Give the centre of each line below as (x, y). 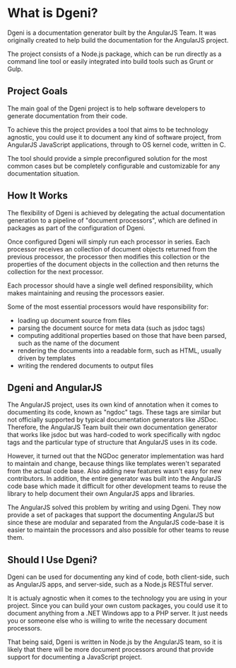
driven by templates (46, 358)
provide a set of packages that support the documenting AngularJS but (111, 515)
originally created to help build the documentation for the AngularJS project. (118, 40)
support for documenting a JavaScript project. (75, 657)
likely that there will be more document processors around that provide (111, 650)
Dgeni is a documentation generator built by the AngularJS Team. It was (112, 33)
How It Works (38, 196)
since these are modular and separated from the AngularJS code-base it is (116, 523)
